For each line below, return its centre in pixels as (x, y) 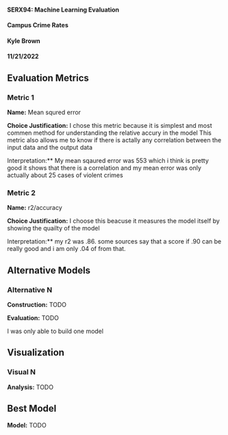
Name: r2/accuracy (35, 208)
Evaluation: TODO (33, 318)
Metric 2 (21, 193)
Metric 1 (21, 97)
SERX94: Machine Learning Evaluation (63, 10)
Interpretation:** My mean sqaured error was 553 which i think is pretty (108, 161)
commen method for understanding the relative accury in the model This (110, 133)
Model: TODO (27, 425)
